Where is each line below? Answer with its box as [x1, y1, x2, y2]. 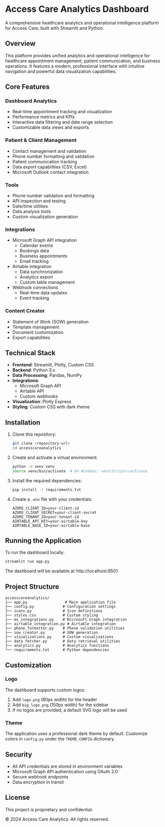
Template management [12, 324, 59, 330]
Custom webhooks [19, 393, 58, 399]
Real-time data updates [19, 290, 68, 296]
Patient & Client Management [5, 137, 77, 144]
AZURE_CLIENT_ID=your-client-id [12, 505, 79, 510]
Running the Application [5, 537, 82, 545]
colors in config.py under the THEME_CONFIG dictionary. [5, 736, 115, 742]
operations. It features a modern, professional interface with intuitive [5, 63, 145, 69]
